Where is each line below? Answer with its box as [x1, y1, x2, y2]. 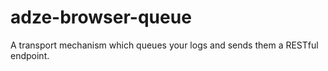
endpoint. [10, 49, 50, 61]
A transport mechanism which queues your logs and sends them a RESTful [10, 39, 319, 51]
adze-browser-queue [10, 6, 192, 29]
